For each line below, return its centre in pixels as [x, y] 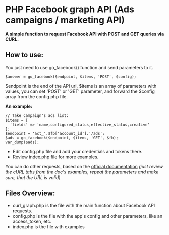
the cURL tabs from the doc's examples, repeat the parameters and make [82, 172]
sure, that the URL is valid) [33, 177]
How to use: [24, 55]
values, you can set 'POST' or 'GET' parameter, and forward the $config [80, 91]
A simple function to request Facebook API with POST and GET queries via [85, 34]
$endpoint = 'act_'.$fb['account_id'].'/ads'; [55, 133]
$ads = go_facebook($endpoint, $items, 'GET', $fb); [62, 138]
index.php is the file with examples [48, 227]
